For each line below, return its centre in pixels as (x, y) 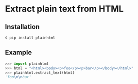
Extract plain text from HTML (64, 9)
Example (18, 52)
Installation (22, 27)
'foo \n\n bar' (18, 77)
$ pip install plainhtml (30, 38)
